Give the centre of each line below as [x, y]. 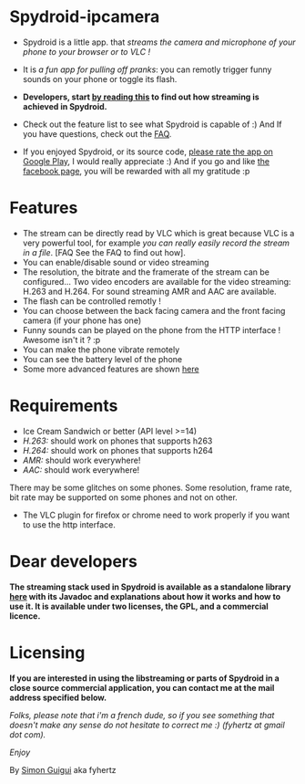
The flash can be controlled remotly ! [91, 301]
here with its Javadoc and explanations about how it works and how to [145, 596]
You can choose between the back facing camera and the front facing [154, 310]
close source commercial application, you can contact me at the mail [142, 687]
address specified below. [58, 697]
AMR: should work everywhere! [81, 460]
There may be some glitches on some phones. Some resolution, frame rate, [151, 487]
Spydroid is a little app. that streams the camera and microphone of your [159, 42]
